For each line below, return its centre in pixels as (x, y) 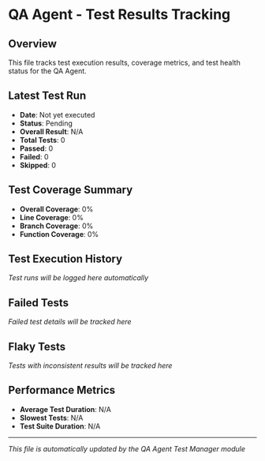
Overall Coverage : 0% (56, 209)
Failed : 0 (34, 156)
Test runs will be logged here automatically (78, 278)
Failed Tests (39, 303)
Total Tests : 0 (42, 140)
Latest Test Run (47, 96)
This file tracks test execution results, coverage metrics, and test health (124, 62)
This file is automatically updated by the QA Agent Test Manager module (127, 448)
